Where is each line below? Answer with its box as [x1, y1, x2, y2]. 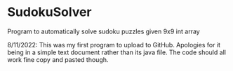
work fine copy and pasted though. [7, 55, 109, 63]
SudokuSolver [7, 4, 93, 20]
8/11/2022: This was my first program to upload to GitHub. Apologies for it [7, 40, 221, 49]
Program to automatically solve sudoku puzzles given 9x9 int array [7, 27, 200, 35]
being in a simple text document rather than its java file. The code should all [7, 48, 227, 56]
